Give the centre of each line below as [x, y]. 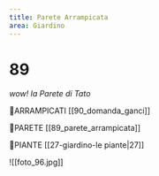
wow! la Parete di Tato [50, 94]
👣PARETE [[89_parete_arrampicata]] [75, 128]
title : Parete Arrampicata [59, 17]
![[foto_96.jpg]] [36, 162]
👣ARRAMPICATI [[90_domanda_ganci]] [80, 111]
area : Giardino [37, 26]
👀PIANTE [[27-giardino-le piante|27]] [77, 145]
